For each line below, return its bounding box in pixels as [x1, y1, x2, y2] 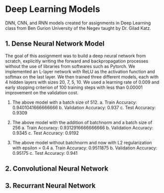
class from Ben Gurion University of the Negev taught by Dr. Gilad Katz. [5, 25, 151, 31]
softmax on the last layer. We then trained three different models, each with [5, 73, 159, 80]
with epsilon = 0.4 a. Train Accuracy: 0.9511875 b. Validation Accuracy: [12, 145, 158, 151]
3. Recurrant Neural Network [5, 181, 96, 190]
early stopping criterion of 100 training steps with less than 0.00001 [5, 84, 143, 90]
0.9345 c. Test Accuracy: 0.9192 [12, 130, 79, 136]
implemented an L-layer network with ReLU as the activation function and [5, 68, 155, 74]
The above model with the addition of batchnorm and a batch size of [12, 119, 153, 125]
